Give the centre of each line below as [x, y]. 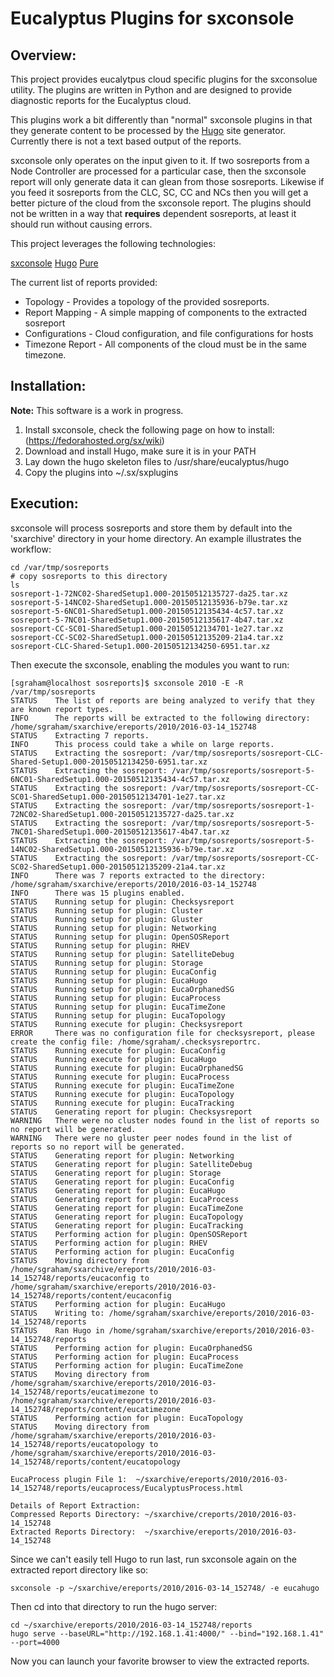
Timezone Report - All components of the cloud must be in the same [165, 344]
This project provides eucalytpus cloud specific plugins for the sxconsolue [164, 79]
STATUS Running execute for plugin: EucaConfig [118, 1050]
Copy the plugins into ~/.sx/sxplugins [101, 472]
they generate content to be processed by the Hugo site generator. [148, 130]
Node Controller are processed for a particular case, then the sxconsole [158, 171]
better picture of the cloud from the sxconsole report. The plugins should [161, 203]
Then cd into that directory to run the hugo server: [114, 1606]
